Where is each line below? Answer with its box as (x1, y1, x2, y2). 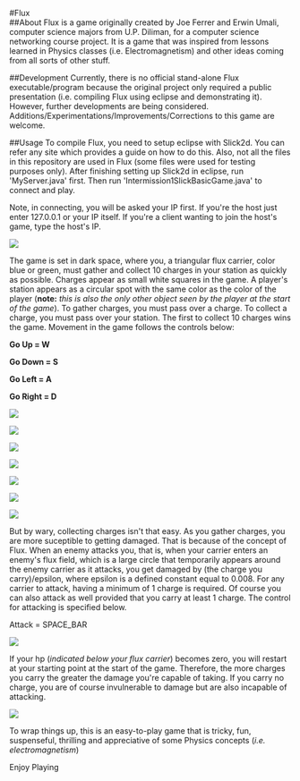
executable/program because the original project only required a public (9, 82, 272, 92)
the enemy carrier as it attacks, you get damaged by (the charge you (9, 564, 262, 574)
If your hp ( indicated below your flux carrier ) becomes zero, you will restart (9, 653, 287, 664)
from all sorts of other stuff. (9, 55, 110, 65)
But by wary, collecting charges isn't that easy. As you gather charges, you (9, 526, 286, 536)
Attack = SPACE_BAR (9, 619, 88, 630)
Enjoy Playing (9, 762, 60, 772)
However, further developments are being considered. (9, 101, 209, 111)
